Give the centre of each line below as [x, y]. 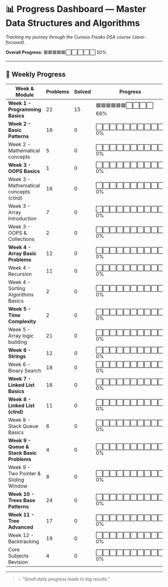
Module [25, 95]
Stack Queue [23, 426]
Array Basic [22, 253]
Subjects [18, 556]
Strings [17, 356]
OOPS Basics [24, 171]
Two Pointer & [25, 473]
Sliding [16, 480]
